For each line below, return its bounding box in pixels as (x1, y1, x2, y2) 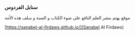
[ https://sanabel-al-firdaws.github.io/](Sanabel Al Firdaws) (4, 24, 124, 30)
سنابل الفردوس (4, 4, 38, 11)
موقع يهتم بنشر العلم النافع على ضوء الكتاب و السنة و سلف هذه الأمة (4, 15, 131, 21)
